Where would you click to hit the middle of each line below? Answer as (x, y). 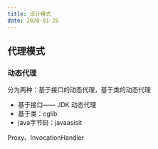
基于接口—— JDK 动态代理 (57, 105)
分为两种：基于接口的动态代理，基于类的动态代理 (79, 90)
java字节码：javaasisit (50, 123)
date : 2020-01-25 (33, 21)
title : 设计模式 (29, 14)
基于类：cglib (37, 114)
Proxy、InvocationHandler (46, 138)
